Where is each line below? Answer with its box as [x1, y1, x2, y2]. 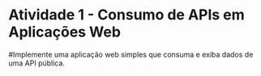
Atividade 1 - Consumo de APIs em [8, 6, 245, 24]
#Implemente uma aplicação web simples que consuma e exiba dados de [8, 49, 254, 59]
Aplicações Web [8, 23, 122, 41]
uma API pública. [8, 58, 65, 68]
